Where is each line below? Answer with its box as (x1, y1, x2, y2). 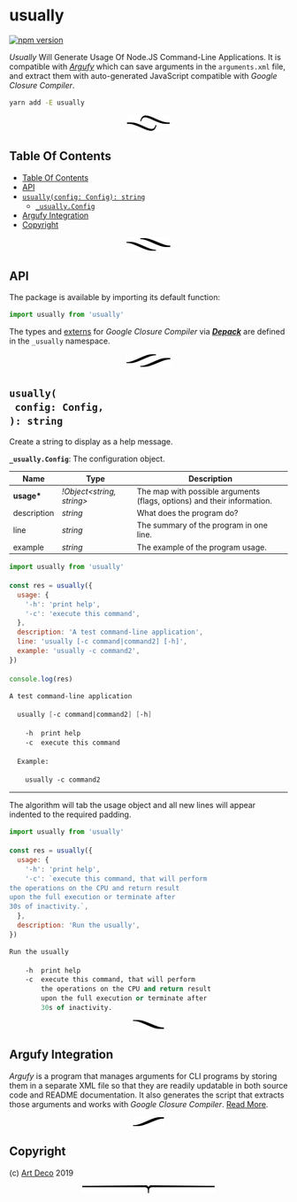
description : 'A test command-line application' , (17, 628, 203, 637)
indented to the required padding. (9, 809, 132, 820)
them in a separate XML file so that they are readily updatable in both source (9, 1080, 288, 1090)
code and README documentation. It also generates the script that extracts (9, 1090, 285, 1100)
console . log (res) (9, 674, 73, 683)
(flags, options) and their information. (136, 495, 272, 505)
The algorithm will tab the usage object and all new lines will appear (9, 800, 256, 811)
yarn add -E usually (9, 98, 86, 107)
